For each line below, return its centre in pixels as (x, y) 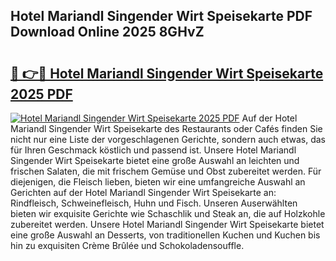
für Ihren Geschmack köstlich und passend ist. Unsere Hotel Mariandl (153, 150)
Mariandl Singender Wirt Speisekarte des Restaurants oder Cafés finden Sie (166, 128)
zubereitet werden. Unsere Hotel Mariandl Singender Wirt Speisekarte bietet (167, 224)
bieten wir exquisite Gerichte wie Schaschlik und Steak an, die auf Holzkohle (168, 213)
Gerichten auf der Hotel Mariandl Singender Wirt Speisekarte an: (143, 192)
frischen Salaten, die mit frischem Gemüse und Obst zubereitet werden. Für (166, 171)
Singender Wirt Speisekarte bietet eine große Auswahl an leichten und (155, 160)
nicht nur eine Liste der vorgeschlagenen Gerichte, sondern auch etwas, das (168, 139)
